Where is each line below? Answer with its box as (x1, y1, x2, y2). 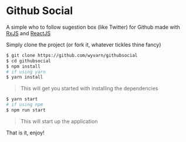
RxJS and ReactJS (6, 29, 51, 36)
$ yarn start (6, 96, 38, 102)
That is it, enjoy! (6, 129, 45, 136)
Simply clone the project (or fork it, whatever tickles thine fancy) (6, 41, 161, 48)
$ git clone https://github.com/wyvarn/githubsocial (6, 52, 138, 58)
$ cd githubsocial (6, 58, 51, 64)
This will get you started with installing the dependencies (20, 85, 158, 92)
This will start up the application (20, 117, 98, 124)
